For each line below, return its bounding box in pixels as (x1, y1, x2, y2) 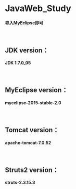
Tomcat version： (5, 126, 59, 134)
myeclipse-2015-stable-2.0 (5, 100, 62, 106)
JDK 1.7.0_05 (5, 60, 31, 66)
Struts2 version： (5, 166, 59, 174)
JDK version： (5, 46, 49, 54)
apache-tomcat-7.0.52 (5, 140, 51, 145)
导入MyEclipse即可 (5, 20, 43, 26)
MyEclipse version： (5, 86, 68, 94)
